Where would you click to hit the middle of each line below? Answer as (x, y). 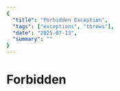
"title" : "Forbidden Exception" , (60, 20)
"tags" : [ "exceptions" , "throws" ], (63, 26)
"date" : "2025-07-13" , (45, 33)
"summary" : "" (33, 39)
